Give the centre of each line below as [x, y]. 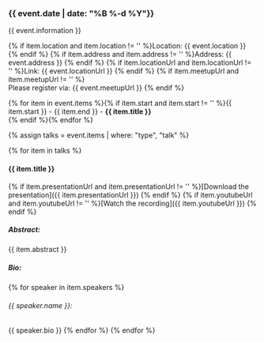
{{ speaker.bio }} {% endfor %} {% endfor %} [82, 330]
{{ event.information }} [45, 31]
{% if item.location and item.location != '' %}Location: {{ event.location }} [127, 46]
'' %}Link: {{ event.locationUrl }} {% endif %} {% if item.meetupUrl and [124, 71]
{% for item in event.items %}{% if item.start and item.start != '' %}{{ [120, 104]
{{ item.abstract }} [38, 250]
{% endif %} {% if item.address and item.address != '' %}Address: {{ [120, 55]
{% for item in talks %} [45, 151]
